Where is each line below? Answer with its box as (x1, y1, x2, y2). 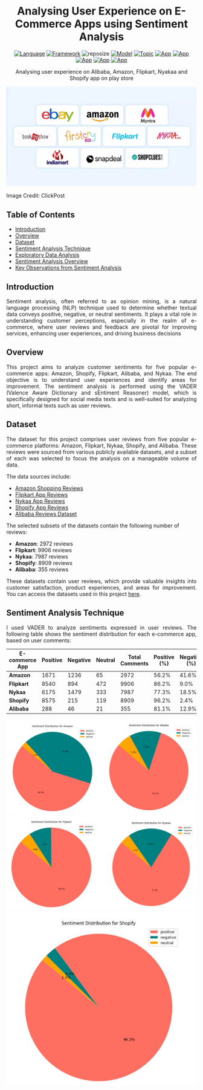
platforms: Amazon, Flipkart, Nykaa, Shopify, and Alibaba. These (34, 442, 197, 449)
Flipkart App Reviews (14, 491, 68, 498)
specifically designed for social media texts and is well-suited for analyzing (6, 395, 197, 402)
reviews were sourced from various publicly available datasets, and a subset (6, 448, 197, 456)
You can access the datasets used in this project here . (6, 590, 141, 598)
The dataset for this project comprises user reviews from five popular (6, 435, 189, 442)
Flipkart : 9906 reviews (14, 546, 72, 553)
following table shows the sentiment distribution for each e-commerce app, (6, 630, 197, 637)
